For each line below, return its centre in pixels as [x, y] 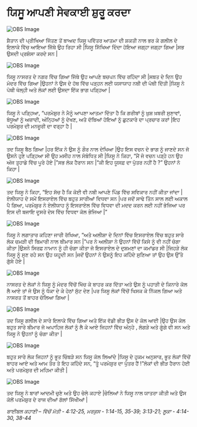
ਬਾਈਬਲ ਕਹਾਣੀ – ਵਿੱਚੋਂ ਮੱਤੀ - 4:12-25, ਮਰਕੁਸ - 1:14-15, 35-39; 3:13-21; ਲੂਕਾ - [91, 411]
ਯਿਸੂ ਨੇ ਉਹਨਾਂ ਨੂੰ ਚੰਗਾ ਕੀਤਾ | [34, 333]
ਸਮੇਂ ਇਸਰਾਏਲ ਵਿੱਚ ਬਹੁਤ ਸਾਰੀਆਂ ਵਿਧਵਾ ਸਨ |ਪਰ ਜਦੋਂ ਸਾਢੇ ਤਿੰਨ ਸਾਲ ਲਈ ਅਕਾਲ [108, 199]
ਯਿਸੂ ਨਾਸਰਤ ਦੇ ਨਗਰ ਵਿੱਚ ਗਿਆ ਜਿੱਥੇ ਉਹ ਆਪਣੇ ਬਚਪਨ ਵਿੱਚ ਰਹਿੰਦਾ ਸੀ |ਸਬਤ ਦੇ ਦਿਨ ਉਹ [94, 77]
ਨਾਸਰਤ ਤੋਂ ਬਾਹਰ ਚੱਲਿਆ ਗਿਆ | [38, 297]
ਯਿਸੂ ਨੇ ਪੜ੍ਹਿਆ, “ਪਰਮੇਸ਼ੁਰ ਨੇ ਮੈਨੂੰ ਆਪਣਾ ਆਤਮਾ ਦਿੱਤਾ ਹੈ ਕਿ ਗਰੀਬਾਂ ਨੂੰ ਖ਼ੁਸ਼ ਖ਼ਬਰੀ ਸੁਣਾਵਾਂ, [94, 113]
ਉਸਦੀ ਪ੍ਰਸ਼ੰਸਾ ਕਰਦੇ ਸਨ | [32, 53]
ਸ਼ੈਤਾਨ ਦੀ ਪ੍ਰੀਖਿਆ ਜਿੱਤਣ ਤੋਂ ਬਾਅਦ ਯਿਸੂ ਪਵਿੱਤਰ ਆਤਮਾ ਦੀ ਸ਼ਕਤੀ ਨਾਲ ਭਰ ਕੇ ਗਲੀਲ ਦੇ [92, 40]
